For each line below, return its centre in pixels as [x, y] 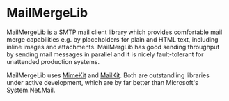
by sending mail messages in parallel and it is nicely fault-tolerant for [105, 54]
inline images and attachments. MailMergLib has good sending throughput [113, 47]
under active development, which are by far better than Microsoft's [103, 82]
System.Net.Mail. [31, 90]
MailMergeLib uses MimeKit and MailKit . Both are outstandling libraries [108, 75]
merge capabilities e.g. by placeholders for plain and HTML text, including [112, 39]
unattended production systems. [53, 61]
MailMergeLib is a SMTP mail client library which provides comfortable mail [114, 32]
